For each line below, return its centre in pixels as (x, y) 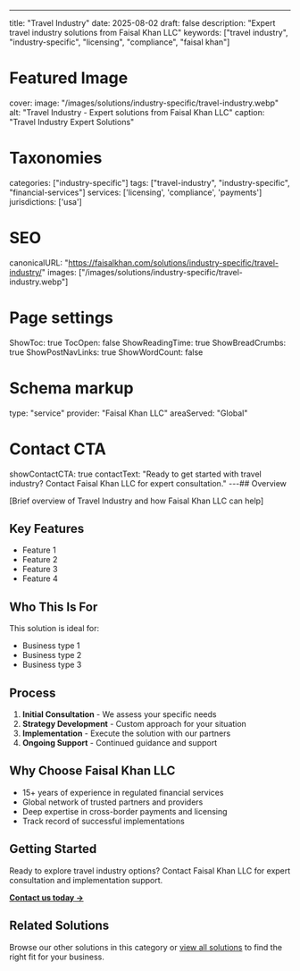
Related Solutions (59, 926)
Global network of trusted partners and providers (112, 802)
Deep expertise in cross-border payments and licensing (125, 811)
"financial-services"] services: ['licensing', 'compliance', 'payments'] (136, 192)
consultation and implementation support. (86, 880)
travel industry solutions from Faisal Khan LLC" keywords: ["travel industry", (149, 33)
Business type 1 (51, 646)
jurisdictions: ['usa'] (46, 201)
